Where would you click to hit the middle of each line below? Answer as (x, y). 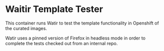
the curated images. (26, 28)
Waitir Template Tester (54, 9)
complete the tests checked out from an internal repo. (62, 43)
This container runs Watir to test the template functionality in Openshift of (82, 23)
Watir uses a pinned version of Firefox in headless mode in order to (75, 38)
